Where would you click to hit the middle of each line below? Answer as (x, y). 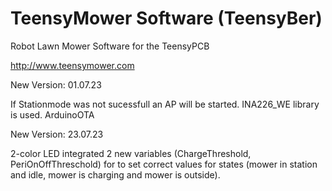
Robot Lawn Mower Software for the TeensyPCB (110, 46)
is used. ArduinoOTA (52, 114)
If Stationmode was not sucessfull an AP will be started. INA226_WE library (165, 104)
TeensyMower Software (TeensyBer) (166, 18)
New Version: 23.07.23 (57, 134)
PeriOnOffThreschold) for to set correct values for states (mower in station (164, 164)
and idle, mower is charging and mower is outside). (115, 174)
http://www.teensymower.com (72, 65)
